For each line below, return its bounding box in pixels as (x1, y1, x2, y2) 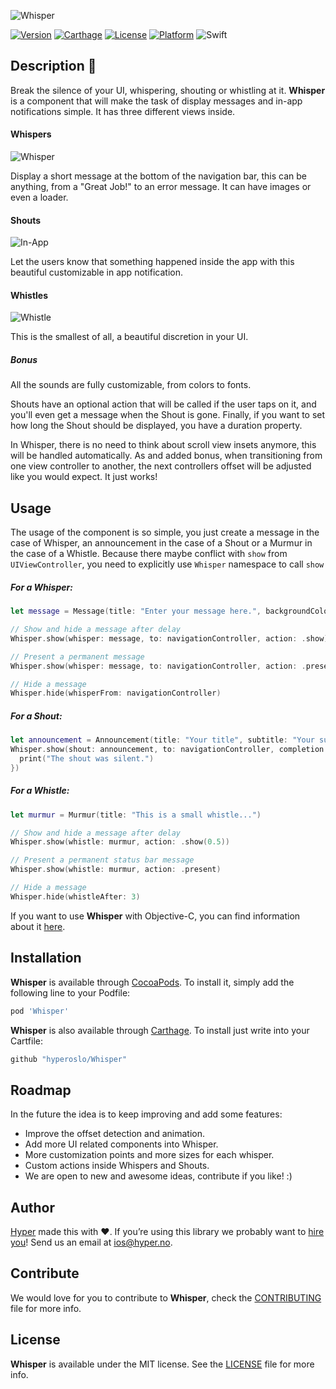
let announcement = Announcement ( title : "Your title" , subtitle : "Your (10, 735, 315, 745)
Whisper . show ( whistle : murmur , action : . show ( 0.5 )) (10, 837, 230, 847)
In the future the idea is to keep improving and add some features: (10, 1108, 283, 1120)
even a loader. (10, 191, 69, 204)
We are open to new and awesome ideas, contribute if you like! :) (24, 1170, 293, 1182)
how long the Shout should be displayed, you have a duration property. (10, 420, 303, 432)
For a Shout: (10, 710, 63, 722)
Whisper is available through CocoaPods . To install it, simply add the (10, 976, 295, 988)
